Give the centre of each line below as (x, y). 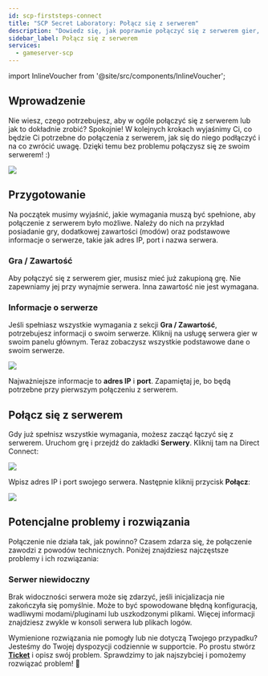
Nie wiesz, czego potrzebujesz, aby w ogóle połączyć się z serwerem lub (130, 120)
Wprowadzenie (47, 101)
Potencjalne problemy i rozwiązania (99, 522)
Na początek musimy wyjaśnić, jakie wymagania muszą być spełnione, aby (132, 214)
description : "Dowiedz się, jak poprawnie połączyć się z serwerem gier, (134, 31)
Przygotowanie (47, 195)
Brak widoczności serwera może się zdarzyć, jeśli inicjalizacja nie (116, 597)
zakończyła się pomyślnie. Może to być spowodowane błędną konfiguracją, (133, 605)
